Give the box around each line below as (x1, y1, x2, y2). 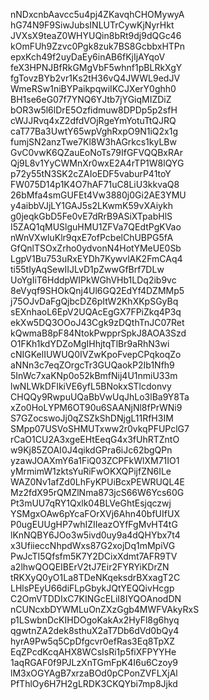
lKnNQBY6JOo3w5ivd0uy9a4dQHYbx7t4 (10, 529, 181, 541)
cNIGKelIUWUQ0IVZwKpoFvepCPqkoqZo (10, 349, 182, 360)
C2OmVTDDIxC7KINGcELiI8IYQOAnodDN (10, 593, 182, 604)
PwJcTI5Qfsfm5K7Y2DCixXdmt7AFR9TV (10, 550, 178, 562)
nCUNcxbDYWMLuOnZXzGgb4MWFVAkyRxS (10, 604, 200, 615)
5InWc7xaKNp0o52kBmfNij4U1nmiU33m (10, 370, 178, 381)
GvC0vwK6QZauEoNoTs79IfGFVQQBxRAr (10, 147, 183, 158)
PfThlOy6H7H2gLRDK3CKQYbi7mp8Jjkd (10, 678, 178, 689)
